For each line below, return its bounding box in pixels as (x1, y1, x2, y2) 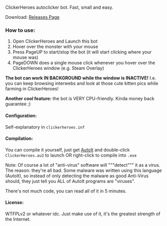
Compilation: (5, 135, 33, 141)
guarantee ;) (5, 101, 31, 107)
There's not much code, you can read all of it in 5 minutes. (5, 187, 127, 194)
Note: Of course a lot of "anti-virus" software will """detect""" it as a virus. (5, 162, 160, 168)
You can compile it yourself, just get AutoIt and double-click (5, 146, 130, 153)
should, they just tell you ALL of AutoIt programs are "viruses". (5, 178, 136, 184)
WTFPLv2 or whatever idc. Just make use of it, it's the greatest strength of (5, 210, 160, 217)
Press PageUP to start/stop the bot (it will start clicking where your (12, 49, 152, 55)
